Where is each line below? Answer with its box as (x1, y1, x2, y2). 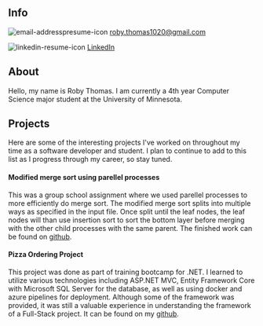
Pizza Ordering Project (8, 250, 84, 259)
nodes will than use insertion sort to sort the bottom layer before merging (8, 215, 245, 225)
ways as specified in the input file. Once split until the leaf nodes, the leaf (8, 207, 246, 216)
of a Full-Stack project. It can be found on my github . (8, 309, 179, 318)
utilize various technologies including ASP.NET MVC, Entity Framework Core (8, 275, 255, 285)
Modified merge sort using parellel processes (8, 173, 160, 182)
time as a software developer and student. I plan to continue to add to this (8, 146, 247, 156)
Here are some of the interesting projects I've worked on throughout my (8, 137, 241, 148)
